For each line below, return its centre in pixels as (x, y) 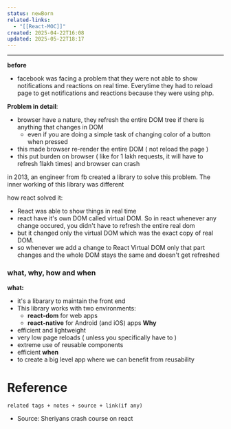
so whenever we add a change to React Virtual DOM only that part (111, 248)
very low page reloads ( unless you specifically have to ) (97, 337)
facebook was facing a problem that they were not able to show (107, 79)
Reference (37, 387)
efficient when (38, 353)
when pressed (47, 142)
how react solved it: (35, 198)
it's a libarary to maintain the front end (71, 301)
